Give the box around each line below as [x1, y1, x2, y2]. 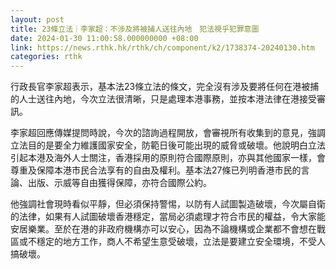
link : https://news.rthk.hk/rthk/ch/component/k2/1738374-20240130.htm [10, 42, 315, 53]
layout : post [10, 14, 65, 25]
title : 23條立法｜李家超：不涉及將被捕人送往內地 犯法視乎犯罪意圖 [10, 24, 260, 34]
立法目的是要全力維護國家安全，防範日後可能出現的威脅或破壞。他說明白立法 [10, 139, 326, 151]
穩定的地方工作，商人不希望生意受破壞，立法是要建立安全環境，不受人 [36, 236, 326, 248]
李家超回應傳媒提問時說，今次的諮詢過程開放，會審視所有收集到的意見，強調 [10, 127, 326, 139]
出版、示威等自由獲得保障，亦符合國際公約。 [27, 177, 212, 189]
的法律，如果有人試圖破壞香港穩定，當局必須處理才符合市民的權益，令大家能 [10, 211, 326, 223]
